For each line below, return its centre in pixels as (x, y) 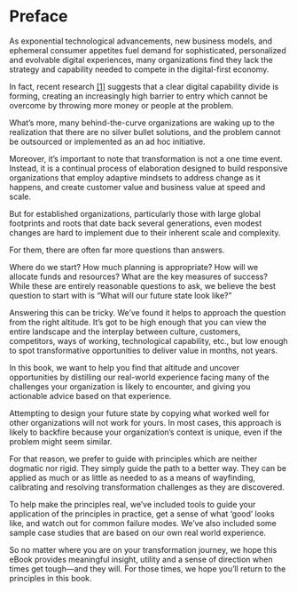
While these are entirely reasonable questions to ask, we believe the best (143, 285)
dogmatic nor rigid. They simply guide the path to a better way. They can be (148, 468)
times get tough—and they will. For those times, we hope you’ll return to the (148, 568)
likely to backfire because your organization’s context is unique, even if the (146, 432)
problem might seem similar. (61, 441)
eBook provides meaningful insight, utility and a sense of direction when (141, 559)
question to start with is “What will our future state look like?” (121, 295)
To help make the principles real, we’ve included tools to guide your (133, 504)
